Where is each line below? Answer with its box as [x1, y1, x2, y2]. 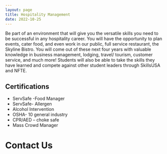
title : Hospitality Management [5, 12, 70, 17]
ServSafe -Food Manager [12, 96, 65, 102]
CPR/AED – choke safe [12, 117, 59, 123]
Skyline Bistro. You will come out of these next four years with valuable [5, 46, 151, 53]
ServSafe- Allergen [12, 101, 52, 107]
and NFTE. [5, 68, 27, 74]
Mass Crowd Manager [12, 122, 58, 128]
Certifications [5, 82, 49, 91]
